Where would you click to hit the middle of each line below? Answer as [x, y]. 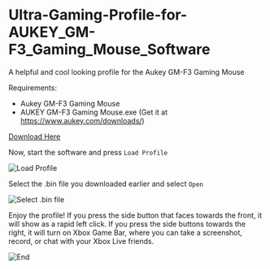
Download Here [35, 137]
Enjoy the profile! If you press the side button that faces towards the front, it [135, 215]
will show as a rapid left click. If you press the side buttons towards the [127, 223]
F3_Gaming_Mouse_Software [109, 50]
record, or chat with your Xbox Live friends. [81, 241]
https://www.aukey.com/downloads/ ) [82, 120]
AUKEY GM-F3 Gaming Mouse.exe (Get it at [94, 112]
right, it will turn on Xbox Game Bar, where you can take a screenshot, [125, 232]
